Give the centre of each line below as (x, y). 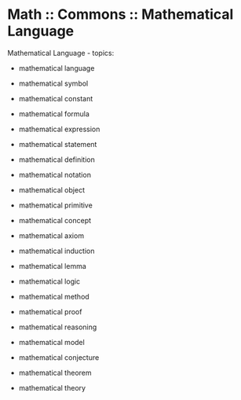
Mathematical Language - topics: (61, 53)
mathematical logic (49, 281)
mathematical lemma (53, 266)
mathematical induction (57, 251)
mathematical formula (54, 114)
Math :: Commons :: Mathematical (120, 15)
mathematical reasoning (58, 327)
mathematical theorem (55, 372)
